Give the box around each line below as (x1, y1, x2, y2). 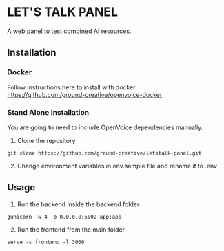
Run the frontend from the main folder (17, 225, 125, 234)
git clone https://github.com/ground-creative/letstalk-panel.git (7, 149, 202, 157)
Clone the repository (17, 136, 76, 144)
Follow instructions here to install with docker (7, 83, 136, 91)
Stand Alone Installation (7, 107, 90, 117)
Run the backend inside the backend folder (17, 200, 140, 208)
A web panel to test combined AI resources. (7, 27, 132, 35)
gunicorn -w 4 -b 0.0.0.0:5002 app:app (7, 213, 122, 220)
